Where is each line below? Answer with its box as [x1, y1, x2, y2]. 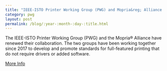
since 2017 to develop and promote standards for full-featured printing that [5, 45, 160, 51]
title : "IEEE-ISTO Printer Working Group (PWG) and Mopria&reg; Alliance [5, 7, 162, 12]
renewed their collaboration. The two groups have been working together [5, 40, 156, 46]
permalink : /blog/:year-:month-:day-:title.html [5, 21, 108, 26]
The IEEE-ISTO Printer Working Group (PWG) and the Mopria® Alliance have [5, 35, 162, 41]
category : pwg [5, 12, 35, 17]
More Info [5, 60, 25, 66]
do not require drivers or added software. [5, 51, 90, 57]
